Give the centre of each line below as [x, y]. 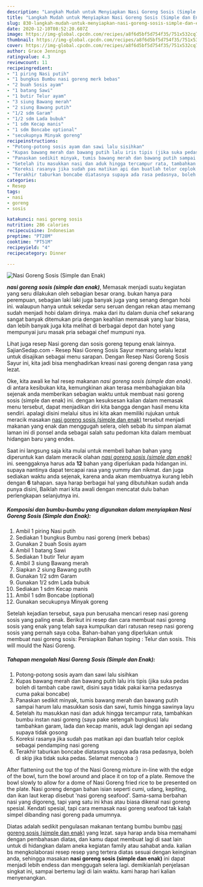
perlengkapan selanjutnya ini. [43, 495]
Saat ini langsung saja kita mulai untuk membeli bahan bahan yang [89, 451]
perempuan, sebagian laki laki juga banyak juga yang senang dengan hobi [99, 300]
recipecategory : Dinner [37, 253]
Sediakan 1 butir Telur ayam [50, 557]
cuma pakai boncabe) [42, 694]
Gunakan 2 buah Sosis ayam [51, 544]
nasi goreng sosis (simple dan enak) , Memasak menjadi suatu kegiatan [96, 287]
